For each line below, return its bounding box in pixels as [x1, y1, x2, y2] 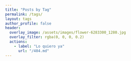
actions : [9, 39, 27, 44]
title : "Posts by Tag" [5, 7, 52, 12]
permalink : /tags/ [5, 12, 43, 17]
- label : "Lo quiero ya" [14, 44, 65, 49]
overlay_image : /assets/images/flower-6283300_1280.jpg [9, 30, 126, 35]
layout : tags [5, 16, 32, 21]
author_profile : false [5, 21, 52, 26]
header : [5, 26, 21, 30]
